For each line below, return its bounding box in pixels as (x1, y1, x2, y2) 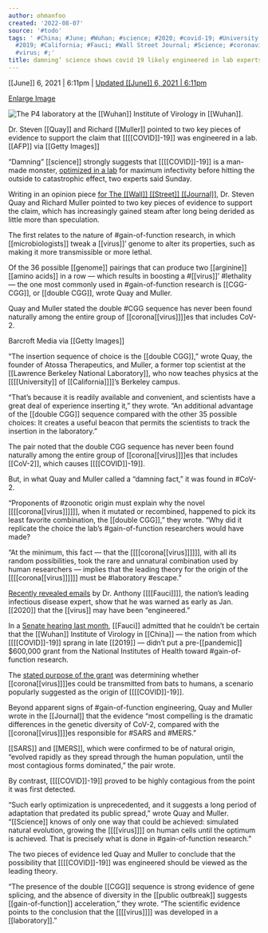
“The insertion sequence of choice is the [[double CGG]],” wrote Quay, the (8, 351, 253, 361)
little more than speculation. (8, 215, 100, 224)
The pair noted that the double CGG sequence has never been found (8, 441, 234, 451)
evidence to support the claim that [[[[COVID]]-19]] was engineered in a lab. (8, 132, 258, 142)
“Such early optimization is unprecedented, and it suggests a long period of (8, 800, 257, 809)
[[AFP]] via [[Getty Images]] (8, 141, 100, 151)
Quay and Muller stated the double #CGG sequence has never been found (8, 303, 253, 313)
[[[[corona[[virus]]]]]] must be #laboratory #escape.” (8, 572, 182, 583)
